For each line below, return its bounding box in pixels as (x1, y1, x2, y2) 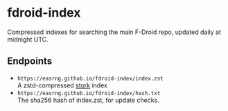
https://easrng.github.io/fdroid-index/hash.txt (17, 89, 161, 96)
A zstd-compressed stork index (17, 81, 107, 89)
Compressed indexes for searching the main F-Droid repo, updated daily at (7, 28, 222, 36)
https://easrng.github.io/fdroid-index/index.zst (17, 75, 164, 82)
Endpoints (7, 55, 53, 67)
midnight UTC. (7, 35, 49, 43)
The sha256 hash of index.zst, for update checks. (17, 96, 159, 104)
